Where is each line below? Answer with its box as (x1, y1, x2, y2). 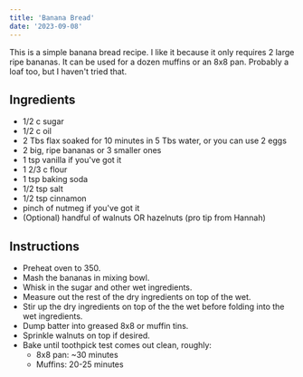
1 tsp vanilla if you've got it (22, 155, 122, 166)
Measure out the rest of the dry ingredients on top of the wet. (22, 292, 251, 303)
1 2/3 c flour (22, 164, 68, 175)
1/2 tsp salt (22, 183, 63, 195)
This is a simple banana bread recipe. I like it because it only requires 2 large (9, 46, 295, 57)
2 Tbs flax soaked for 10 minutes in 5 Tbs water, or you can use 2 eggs (22, 135, 288, 146)
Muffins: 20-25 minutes (35, 359, 124, 370)
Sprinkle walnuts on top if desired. (22, 330, 151, 341)
